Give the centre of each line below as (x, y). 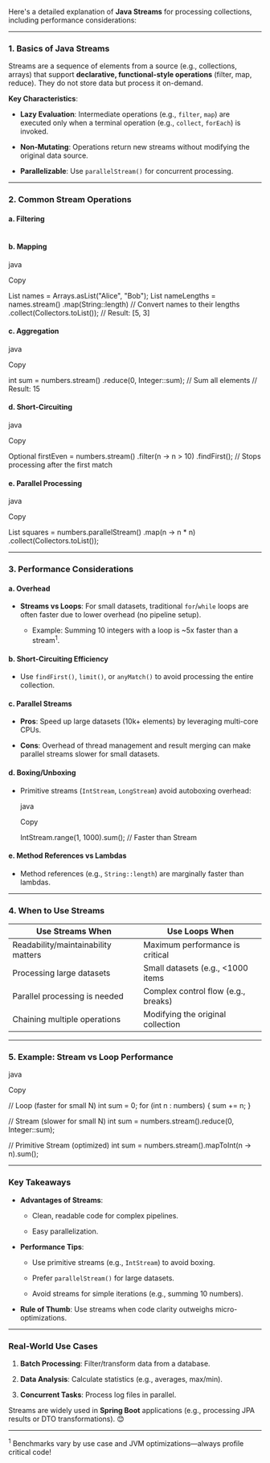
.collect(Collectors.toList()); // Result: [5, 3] (79, 312)
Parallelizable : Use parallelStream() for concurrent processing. (127, 171)
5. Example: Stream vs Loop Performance (91, 1057)
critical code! (30, 1452)
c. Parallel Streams (40, 703)
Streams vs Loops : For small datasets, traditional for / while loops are (134, 606)
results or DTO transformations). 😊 (66, 1419)
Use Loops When (201, 931)
